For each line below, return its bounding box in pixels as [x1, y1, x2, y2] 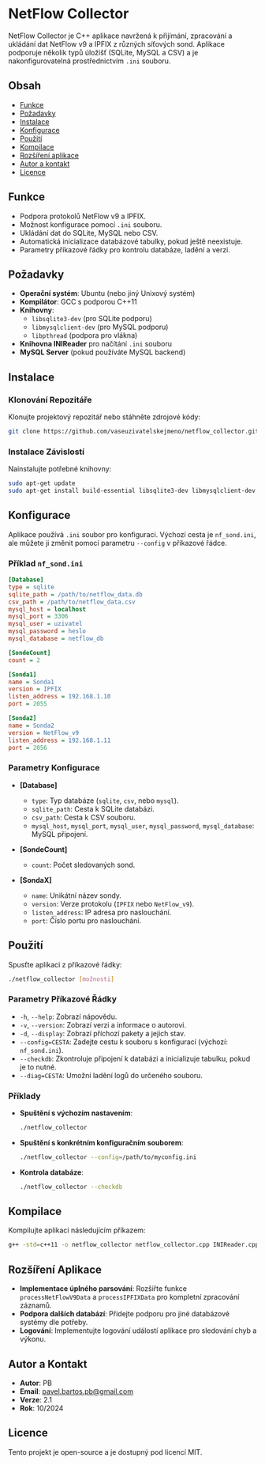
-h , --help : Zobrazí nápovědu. [19, 1012, 118, 1021]
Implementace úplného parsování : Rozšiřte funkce [19, 1284, 188, 1293]
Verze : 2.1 [19, 1395, 53, 1404]
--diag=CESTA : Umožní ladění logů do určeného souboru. [19, 1070, 203, 1080]
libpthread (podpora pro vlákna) [31, 331, 138, 340]
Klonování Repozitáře [8, 394, 92, 405]
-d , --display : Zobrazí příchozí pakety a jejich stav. [19, 1028, 186, 1038]
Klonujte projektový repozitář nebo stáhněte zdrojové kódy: [8, 412, 201, 422]
